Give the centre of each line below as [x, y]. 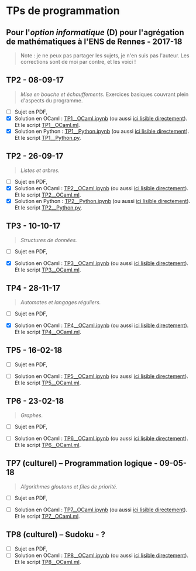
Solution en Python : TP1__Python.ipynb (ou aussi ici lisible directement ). [102, 131]
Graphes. [32, 415]
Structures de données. [49, 240]
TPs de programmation [63, 11]
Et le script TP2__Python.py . [48, 208]
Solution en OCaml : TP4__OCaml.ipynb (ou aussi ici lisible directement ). [102, 325]
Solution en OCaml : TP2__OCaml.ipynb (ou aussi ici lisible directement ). [102, 188]
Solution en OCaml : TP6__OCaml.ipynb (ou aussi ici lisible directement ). [101, 438]
